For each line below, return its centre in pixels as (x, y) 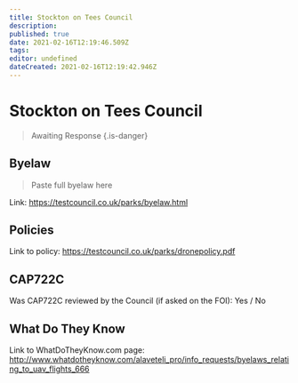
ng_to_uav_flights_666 (49, 369)
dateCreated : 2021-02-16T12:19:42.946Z (83, 68)
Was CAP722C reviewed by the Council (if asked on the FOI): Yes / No (138, 301)
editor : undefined (43, 59)
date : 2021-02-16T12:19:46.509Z (69, 42)
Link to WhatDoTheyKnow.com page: (77, 350)
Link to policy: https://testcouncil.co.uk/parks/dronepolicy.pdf (122, 251)
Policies (32, 231)
